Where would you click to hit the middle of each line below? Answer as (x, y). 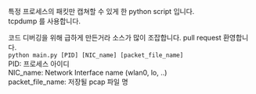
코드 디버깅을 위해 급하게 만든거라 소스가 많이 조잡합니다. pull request (115, 38)
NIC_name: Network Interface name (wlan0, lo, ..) (88, 73)
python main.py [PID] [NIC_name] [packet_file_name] (96, 55)
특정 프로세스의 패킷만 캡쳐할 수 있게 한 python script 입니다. (101, 11)
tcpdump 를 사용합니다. (44, 21)
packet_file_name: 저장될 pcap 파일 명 (68, 82)
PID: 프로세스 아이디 (39, 64)
